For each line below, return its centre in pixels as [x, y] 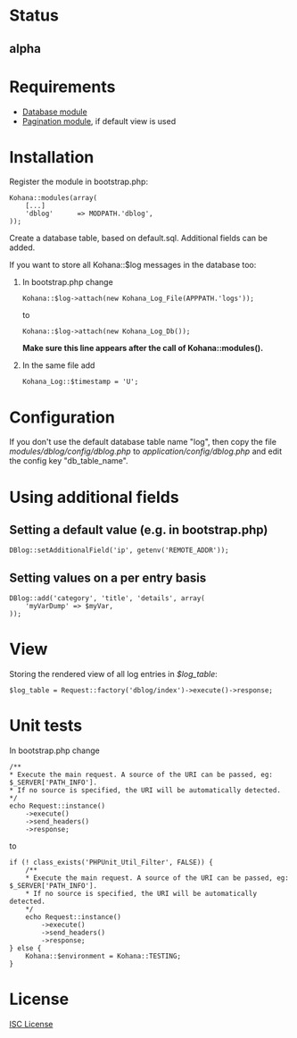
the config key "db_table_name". [69, 461]
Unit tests [46, 726]
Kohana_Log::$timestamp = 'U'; [80, 382]
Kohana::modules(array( [54, 198]
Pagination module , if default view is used [99, 121]
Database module [54, 112]
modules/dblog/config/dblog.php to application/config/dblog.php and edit [146, 451]
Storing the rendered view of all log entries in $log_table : [114, 674]
